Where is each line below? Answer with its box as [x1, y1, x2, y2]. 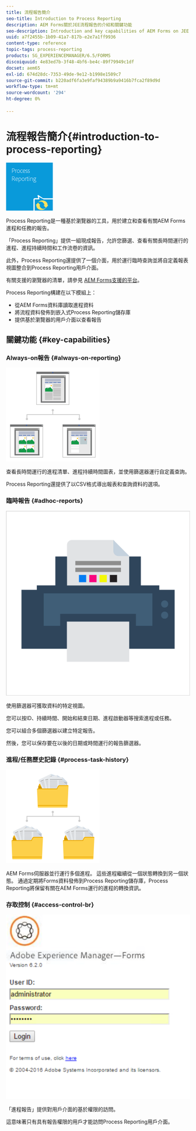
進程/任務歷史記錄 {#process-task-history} [6, 755, 129, 764]
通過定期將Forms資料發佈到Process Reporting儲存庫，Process [17, 877, 168, 884]
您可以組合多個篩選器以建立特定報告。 [6, 727, 98, 734]
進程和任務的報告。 [6, 224, 52, 231]
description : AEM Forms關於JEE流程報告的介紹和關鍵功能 [6, 22, 132, 28]
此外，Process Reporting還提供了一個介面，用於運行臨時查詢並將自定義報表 [6, 257, 188, 264]
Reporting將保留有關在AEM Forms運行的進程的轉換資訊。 [6, 884, 145, 891]
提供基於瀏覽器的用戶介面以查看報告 [14, 316, 102, 323]
